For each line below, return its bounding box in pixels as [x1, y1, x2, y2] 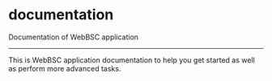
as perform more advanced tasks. [8, 63, 121, 73]
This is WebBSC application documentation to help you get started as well [8, 55, 255, 65]
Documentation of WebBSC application [8, 32, 139, 42]
